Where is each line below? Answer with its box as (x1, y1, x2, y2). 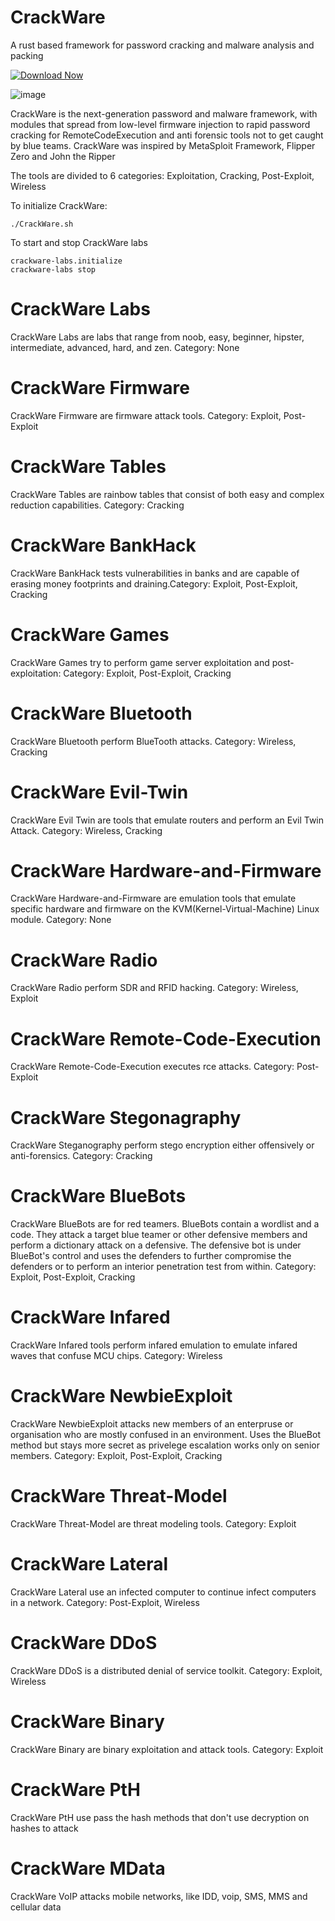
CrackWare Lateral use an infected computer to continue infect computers (10, 1586, 317, 1598)
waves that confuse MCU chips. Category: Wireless (10, 1350, 223, 1362)
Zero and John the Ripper (10, 150, 116, 162)
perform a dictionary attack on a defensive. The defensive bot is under (10, 1239, 302, 1251)
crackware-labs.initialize (10, 256, 123, 266)
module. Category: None (10, 914, 112, 926)
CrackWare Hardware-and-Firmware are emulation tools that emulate (10, 892, 297, 905)
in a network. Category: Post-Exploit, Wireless (10, 1596, 200, 1608)
